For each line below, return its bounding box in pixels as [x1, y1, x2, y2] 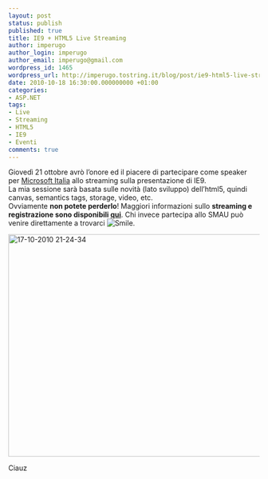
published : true [8, 26, 62, 34]
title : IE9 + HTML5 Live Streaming [8, 34, 127, 42]
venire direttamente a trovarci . [8, 218, 136, 228]
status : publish [8, 19, 62, 27]
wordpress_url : [8, 71, 59, 79]
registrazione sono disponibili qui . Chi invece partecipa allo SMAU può [8, 210, 244, 220]
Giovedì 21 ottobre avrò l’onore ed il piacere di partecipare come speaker [8, 167, 247, 177]
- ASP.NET [8, 94, 41, 102]
